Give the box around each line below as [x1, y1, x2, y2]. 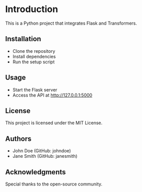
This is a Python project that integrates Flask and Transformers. [5, 20, 137, 26]
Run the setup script [12, 59, 55, 65]
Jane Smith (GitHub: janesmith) [12, 153, 78, 159]
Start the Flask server [12, 86, 57, 92]
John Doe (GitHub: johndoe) [12, 148, 72, 154]
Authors [5, 134, 32, 143]
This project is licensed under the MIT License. [5, 120, 103, 126]
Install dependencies [12, 53, 56, 59]
